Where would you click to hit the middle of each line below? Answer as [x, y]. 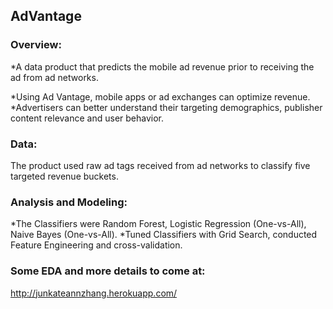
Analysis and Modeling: [69, 202]
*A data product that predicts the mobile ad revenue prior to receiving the [162, 66]
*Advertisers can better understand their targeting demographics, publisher [166, 107]
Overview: [36, 45]
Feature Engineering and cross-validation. [96, 245]
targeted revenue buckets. [64, 176]
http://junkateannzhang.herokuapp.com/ [94, 293]
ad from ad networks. [54, 77]
